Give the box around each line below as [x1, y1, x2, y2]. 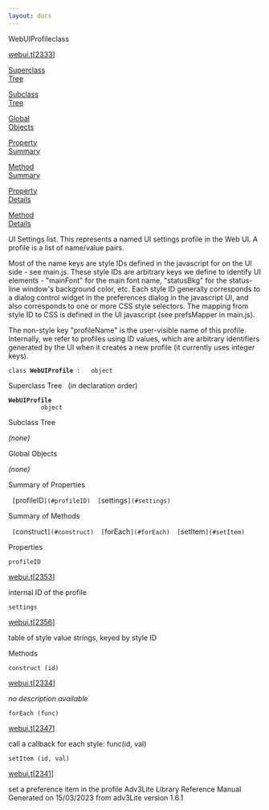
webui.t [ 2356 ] [8, 617, 55, 626]
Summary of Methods [8, 510, 80, 520]
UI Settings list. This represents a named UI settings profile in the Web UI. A [8, 234, 259, 244]
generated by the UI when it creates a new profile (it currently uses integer [8, 342, 255, 352]
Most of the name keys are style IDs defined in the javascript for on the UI [8, 258, 253, 268]
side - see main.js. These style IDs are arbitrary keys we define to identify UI [8, 267, 261, 276]
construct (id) [8, 663, 59, 672]
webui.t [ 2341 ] [8, 768, 55, 778]
